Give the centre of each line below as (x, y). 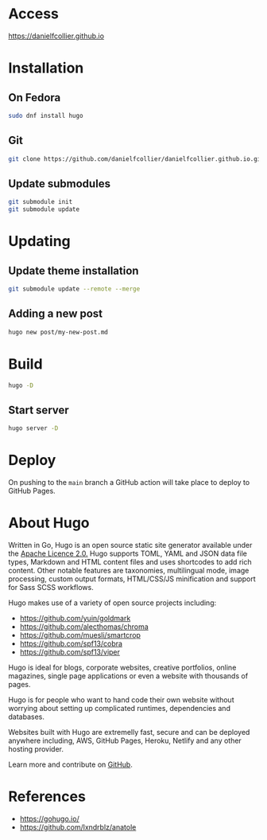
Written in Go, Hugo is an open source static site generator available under (130, 545)
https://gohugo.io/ (49, 819)
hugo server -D (33, 428)
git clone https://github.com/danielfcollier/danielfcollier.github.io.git (136, 159)
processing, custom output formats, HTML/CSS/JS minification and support (132, 579)
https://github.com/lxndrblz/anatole (78, 827)
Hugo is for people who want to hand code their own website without (121, 700)
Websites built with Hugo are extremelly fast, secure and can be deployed (129, 732)
